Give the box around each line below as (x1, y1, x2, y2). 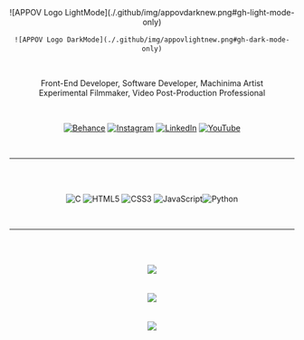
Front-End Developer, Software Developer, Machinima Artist (40, 78, 264, 88)
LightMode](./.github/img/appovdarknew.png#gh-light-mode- (64, 7, 295, 17)
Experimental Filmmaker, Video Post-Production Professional (38, 88, 266, 98)
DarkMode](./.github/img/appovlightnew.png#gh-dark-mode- (66, 35, 290, 44)
